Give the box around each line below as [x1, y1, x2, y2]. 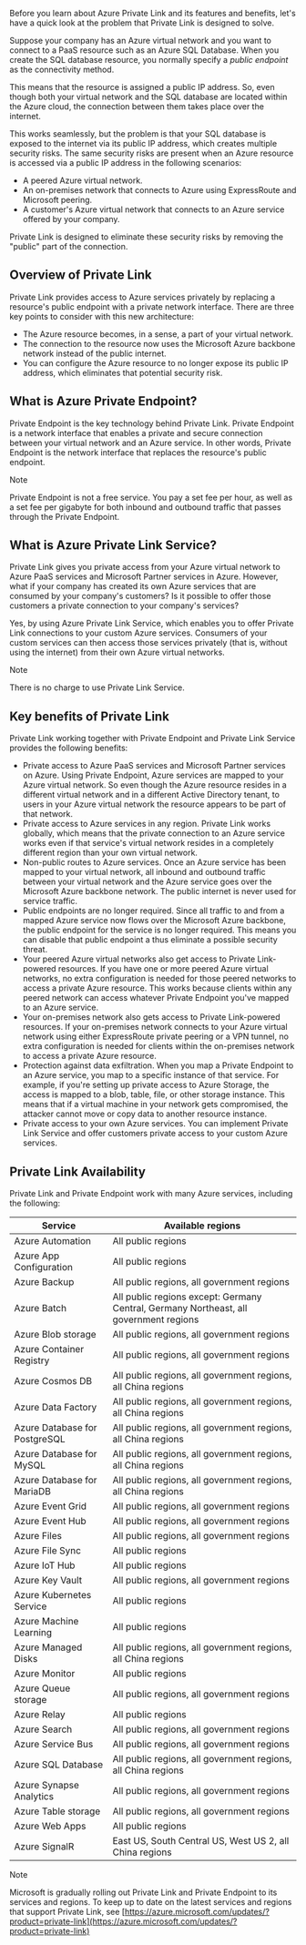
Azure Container [14, 1343, 85, 1356]
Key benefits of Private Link [9, 708, 170, 724]
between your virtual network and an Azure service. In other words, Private [9, 437, 291, 448]
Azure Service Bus [14, 1738, 94, 1751]
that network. [22, 809, 74, 820]
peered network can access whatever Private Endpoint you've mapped [22, 993, 290, 1003]
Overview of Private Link [9, 268, 152, 283]
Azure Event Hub [14, 1515, 87, 1528]
